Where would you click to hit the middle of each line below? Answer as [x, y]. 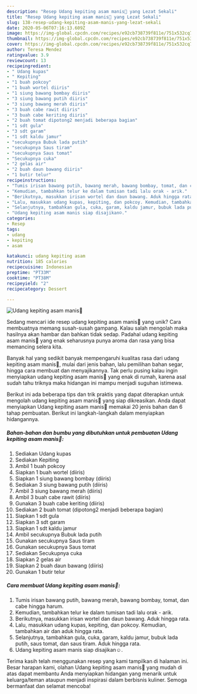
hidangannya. [23, 419]
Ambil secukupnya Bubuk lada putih [58, 535]
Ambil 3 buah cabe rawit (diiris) [53, 497]
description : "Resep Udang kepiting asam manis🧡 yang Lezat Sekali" [92, 11]
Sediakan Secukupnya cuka [49, 553]
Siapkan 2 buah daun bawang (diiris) [59, 566]
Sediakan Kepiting [37, 460]
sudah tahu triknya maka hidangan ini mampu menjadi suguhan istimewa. [95, 383]
